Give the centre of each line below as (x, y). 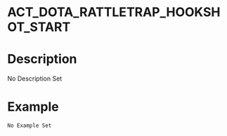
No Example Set (30, 126)
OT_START (39, 27)
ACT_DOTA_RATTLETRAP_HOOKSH (114, 12)
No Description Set (35, 79)
